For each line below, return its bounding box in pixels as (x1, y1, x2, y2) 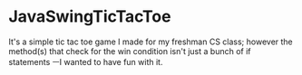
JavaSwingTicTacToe (8, 6, 171, 27)
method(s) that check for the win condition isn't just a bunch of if (8, 45, 251, 56)
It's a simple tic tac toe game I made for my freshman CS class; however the (8, 36, 294, 47)
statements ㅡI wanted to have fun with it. (8, 56, 163, 67)
